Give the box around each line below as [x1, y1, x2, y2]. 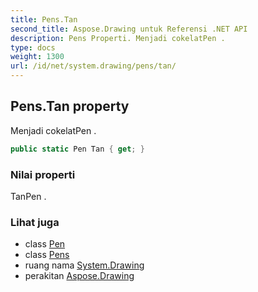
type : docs [10, 42, 56, 53]
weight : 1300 [10, 52, 65, 62]
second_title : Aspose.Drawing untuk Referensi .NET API [10, 24, 248, 34]
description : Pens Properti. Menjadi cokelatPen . [10, 33, 226, 43]
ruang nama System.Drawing [24, 259, 145, 271]
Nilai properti [10, 167, 76, 181]
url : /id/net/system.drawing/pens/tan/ [10, 61, 177, 71]
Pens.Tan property [10, 98, 130, 115]
